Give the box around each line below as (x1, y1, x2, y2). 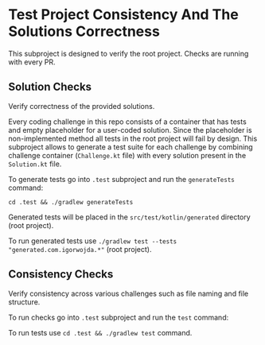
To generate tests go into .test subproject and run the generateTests (8, 174, 235, 184)
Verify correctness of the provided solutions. (8, 101, 155, 110)
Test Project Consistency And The (8, 6, 239, 24)
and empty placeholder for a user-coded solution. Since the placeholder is (8, 125, 252, 134)
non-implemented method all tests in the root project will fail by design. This (8, 134, 258, 143)
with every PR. (8, 57, 56, 67)
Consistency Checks (8, 268, 114, 281)
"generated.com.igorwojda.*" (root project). (8, 244, 152, 254)
